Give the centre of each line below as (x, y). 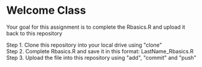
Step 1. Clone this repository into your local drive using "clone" (84, 45)
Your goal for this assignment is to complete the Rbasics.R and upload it (96, 27)
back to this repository (34, 33)
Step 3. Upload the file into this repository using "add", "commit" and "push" (101, 57)
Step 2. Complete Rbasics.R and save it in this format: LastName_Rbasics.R (100, 51)
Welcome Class (46, 10)
